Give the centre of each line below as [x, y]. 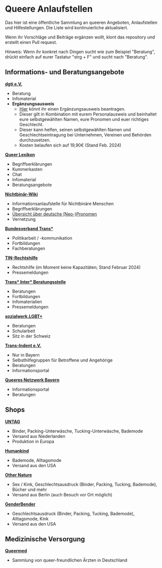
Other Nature [19, 475]
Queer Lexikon [20, 154]
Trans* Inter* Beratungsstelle [36, 282]
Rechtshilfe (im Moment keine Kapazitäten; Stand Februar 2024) [76, 267]
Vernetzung [24, 219]
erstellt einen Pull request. [31, 42]
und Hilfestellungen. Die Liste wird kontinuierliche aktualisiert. [67, 27]
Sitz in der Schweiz [31, 336]
